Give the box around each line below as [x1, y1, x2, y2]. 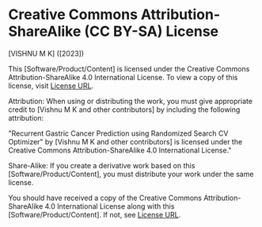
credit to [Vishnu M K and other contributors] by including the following [8, 105, 241, 114]
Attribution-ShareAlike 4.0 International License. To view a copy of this [8, 72, 238, 82]
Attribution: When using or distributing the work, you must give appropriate [8, 96, 253, 106]
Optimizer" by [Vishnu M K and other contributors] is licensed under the [8, 137, 243, 146]
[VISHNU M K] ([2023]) [8, 48, 85, 58]
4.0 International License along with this [44, 201, 175, 211]
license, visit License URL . [8, 81, 93, 90]
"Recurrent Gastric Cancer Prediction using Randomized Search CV [8, 129, 229, 138]
